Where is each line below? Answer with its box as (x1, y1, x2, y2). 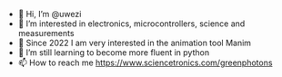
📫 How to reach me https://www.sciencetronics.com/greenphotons (17, 57, 273, 68)
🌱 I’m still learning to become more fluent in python (17, 47, 210, 58)
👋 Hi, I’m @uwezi (17, 9, 82, 19)
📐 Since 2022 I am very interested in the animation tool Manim (17, 37, 252, 48)
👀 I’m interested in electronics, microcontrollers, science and (17, 18, 246, 29)
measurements (17, 28, 75, 38)
